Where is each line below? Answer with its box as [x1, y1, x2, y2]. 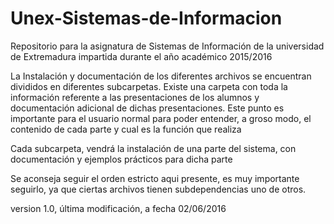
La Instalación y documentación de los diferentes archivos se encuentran [10, 70, 312, 82]
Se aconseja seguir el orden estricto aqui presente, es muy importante [10, 172, 300, 184]
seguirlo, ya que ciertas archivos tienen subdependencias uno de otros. [10, 183, 307, 195]
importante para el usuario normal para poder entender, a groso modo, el [10, 112, 312, 124]
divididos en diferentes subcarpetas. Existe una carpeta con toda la [10, 80, 288, 92]
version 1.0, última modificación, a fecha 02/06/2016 [10, 202, 227, 214]
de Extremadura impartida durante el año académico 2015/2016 [10, 50, 273, 62]
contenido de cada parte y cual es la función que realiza [10, 123, 242, 135]
